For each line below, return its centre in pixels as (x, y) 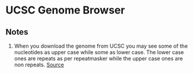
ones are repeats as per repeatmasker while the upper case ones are (98, 58)
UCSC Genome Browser (65, 10)
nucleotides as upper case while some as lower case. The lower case (99, 52)
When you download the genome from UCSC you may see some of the (101, 46)
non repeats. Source (39, 65)
